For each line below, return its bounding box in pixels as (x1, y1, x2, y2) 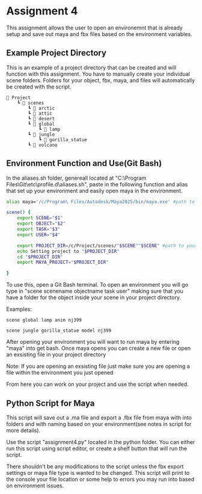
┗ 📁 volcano (28, 142, 58, 148)
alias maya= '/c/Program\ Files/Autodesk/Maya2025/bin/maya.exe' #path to (6, 198, 195, 205)
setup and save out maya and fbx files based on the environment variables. (6, 30, 192, 37)
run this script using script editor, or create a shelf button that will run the (6, 445, 188, 452)
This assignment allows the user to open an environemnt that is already (6, 24, 183, 31)
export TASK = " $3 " (17, 227, 61, 233)
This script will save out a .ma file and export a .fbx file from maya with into (6, 414, 192, 421)
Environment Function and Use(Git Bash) (6, 158, 162, 169)
